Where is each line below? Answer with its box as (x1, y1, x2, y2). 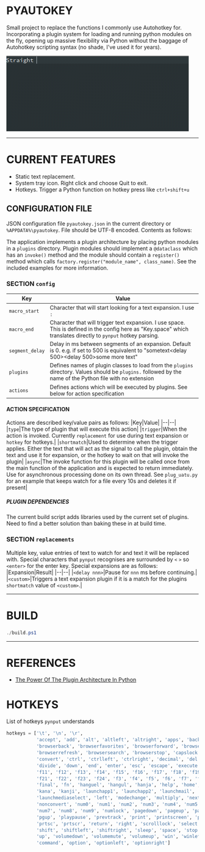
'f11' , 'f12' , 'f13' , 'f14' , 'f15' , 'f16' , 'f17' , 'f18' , (36, 769, 187, 775)
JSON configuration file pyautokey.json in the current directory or (6, 219, 171, 227)
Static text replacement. (15, 172, 76, 180)
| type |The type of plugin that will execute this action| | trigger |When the (6, 425, 187, 433)
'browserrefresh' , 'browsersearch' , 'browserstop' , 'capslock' (36, 750, 201, 756)
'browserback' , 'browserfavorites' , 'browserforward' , (36, 743, 179, 749)
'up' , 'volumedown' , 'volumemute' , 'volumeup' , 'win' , (36, 834, 179, 840)
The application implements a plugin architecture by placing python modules (6, 238, 199, 245)
